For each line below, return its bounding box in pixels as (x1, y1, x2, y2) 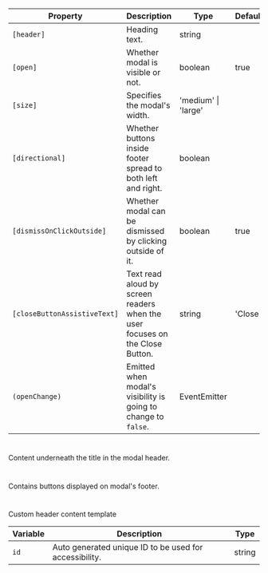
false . (126, 421, 150, 433)
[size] (12, 101, 37, 110)
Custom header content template (8, 509, 117, 519)
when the (126, 308, 162, 319)
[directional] (12, 154, 66, 163)
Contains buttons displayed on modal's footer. (8, 481, 160, 491)
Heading (126, 24, 159, 35)
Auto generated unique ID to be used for (52, 541, 203, 552)
